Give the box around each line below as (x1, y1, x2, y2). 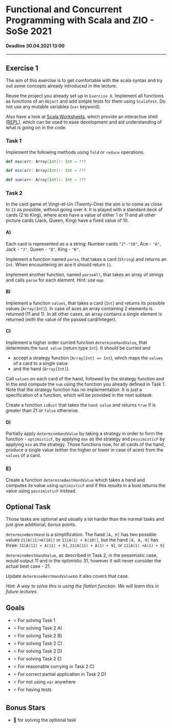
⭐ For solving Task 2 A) (13, 625, 63, 631)
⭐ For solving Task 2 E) (13, 656, 62, 662)
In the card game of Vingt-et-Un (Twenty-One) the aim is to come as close (6, 201, 162, 207)
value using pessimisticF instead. (6, 488, 77, 494)
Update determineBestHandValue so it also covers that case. (6, 573, 129, 579)
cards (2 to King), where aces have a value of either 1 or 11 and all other (6, 212, 156, 218)
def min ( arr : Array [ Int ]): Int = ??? (6, 168, 86, 173)
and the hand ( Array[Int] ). (13, 366, 70, 372)
